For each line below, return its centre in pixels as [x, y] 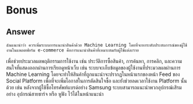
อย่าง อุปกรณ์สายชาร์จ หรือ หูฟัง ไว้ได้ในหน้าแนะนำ [55, 94]
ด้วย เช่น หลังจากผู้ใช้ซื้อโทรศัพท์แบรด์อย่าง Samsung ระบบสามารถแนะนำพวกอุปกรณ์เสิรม [94, 87]
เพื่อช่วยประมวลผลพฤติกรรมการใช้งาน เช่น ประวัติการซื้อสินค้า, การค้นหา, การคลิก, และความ [94, 61]
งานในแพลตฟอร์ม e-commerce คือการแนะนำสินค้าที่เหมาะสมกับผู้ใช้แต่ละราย [73, 50]
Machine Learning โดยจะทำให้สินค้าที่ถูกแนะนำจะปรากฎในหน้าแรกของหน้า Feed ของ [93, 74]
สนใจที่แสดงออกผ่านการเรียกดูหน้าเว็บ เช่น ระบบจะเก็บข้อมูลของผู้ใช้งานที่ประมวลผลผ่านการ [94, 67]
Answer [21, 32]
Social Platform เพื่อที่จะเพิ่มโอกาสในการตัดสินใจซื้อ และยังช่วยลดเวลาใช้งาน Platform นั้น [96, 81]
